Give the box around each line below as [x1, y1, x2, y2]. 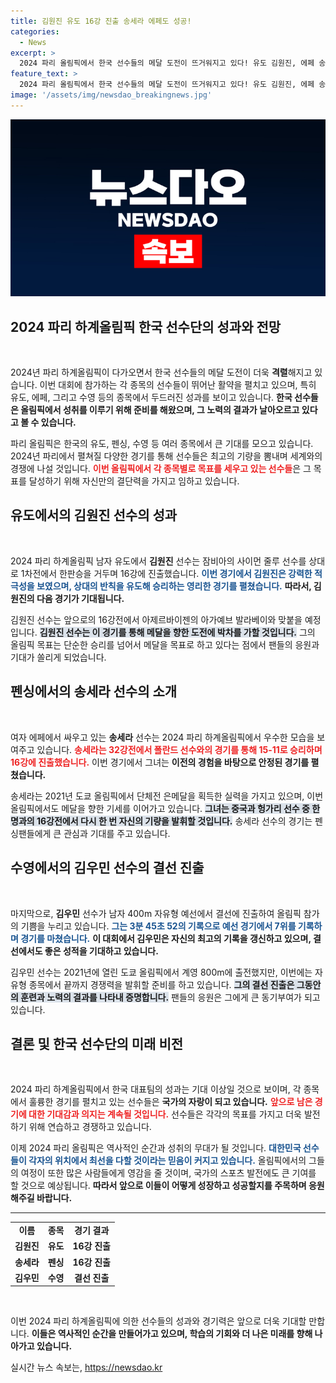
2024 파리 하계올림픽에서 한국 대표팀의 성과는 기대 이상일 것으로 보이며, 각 [10, 1083, 302, 1095]
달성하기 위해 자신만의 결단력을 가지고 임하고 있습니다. [28, 475, 240, 487]
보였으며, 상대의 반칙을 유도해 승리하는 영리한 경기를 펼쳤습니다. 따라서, [36, 580, 312, 592]
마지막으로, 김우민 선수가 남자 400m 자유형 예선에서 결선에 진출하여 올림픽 [10, 907, 302, 919]
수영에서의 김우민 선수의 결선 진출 [10, 860, 205, 877]
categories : [10, 26, 60, 37]
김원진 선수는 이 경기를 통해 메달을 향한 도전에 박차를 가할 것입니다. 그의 [39, 626, 316, 638]
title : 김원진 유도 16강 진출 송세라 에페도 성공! [10, 16, 192, 26]
